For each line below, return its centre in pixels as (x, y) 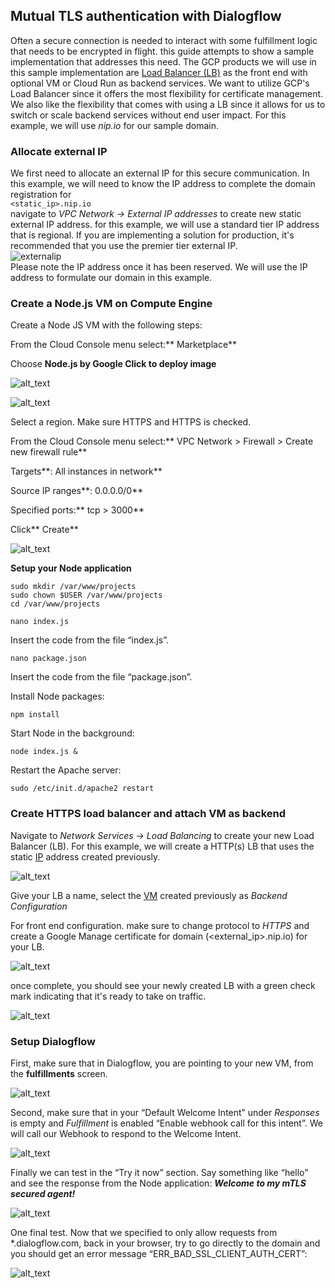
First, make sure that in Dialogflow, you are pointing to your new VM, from (162, 1063)
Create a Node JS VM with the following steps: (106, 325)
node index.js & (44, 752)
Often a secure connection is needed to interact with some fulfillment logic (164, 40)
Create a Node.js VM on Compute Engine (111, 304)
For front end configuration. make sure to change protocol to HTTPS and (160, 925)
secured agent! (43, 1193)
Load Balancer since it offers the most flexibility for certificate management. (167, 93)
